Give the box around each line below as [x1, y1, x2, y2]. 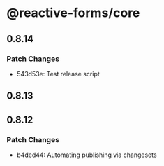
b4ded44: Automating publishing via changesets [16, 151, 158, 159]
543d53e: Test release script [16, 69, 100, 78]
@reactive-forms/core [6, 5, 140, 21]
